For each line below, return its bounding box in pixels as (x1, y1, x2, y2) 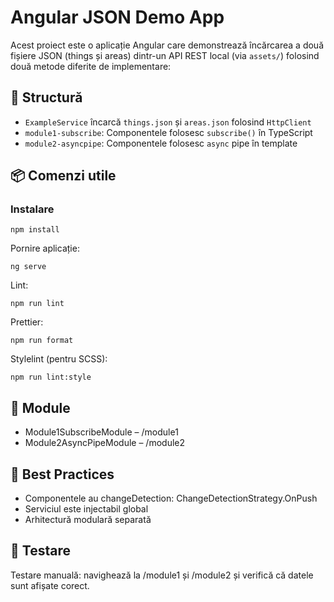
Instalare (10, 202, 55, 216)
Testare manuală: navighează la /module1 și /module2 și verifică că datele (10, 569, 314, 581)
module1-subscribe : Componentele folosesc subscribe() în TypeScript (24, 126, 313, 138)
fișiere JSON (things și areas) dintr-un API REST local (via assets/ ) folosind (10, 49, 320, 61)
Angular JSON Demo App (10, 6, 225, 29)
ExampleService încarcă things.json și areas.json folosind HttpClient (24, 116, 312, 128)
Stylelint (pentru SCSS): (10, 353, 108, 365)
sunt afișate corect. (10, 579, 90, 591)
